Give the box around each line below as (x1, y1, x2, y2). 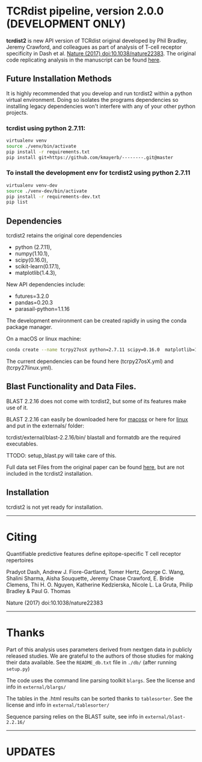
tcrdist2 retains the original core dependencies (6, 232, 122, 239)
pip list (6, 199, 28, 206)
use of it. (6, 404, 28, 411)
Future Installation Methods (6, 74, 112, 84)
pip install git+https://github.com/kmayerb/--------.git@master (6, 154, 173, 160)
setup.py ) (6, 665, 30, 672)
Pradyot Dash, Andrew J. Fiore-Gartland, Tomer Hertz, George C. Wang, (6, 568, 185, 575)
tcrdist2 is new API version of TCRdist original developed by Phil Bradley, (6, 37, 188, 44)
